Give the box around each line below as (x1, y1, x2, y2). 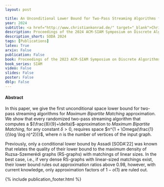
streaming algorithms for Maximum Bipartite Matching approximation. (16, 110, 156, 116)
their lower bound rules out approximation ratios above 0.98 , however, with (5, 162, 156, 167)
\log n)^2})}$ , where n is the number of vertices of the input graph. (17, 131, 152, 137)
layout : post (5, 7, 32, 12)
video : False (5, 66, 32, 71)
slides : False (5, 70, 34, 76)
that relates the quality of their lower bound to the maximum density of (5, 146, 147, 152)
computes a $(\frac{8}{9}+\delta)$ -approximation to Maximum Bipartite (5, 121, 150, 127)
